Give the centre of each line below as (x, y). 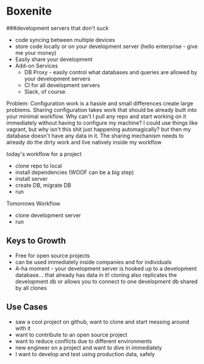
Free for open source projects (52, 255)
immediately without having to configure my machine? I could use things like (102, 122)
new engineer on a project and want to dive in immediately (89, 348)
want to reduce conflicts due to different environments (83, 341)
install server (31, 178)
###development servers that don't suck (58, 28)
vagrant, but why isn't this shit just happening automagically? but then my (99, 129)
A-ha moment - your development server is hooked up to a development (106, 268)
